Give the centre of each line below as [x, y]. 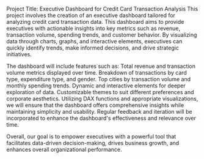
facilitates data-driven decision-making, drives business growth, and [93, 143]
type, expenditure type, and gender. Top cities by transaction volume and [99, 79]
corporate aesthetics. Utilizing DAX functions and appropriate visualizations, [102, 98]
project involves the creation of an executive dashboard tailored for [91, 15]
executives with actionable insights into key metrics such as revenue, [93, 28]
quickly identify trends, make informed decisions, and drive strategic [93, 48]
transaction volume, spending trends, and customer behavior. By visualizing [102, 35]
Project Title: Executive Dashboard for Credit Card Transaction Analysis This [102, 9]
